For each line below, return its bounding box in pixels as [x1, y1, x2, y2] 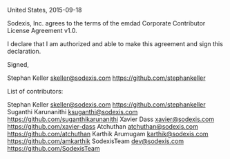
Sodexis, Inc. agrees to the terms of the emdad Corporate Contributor [7, 19, 206, 27]
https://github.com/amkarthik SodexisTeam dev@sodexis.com [7, 137, 184, 145]
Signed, [7, 61, 29, 68]
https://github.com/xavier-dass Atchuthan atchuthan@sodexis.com [7, 123, 198, 130]
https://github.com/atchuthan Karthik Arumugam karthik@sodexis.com [7, 130, 209, 138]
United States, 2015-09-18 [7, 6, 82, 14]
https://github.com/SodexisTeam [7, 145, 100, 152]
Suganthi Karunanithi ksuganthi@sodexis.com [7, 108, 138, 116]
